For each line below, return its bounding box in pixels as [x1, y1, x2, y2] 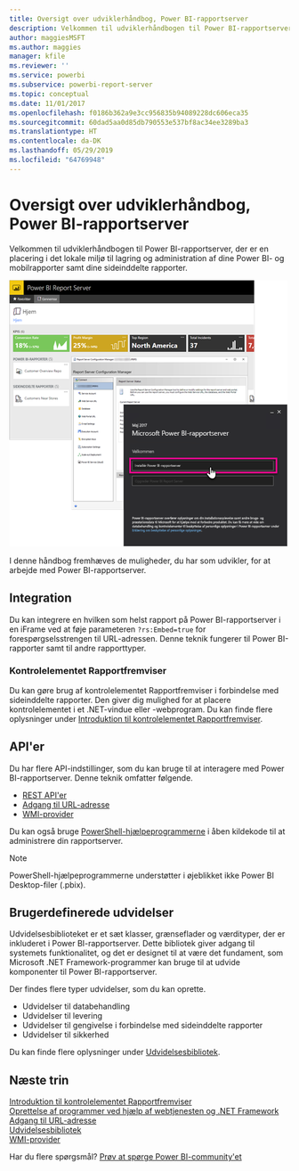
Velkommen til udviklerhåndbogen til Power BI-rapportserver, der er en [9, 243, 270, 254]
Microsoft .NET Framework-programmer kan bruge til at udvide [9, 957, 240, 968]
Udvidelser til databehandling [21, 1001, 131, 1011]
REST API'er [21, 790, 67, 800]
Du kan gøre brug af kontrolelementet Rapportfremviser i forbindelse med [9, 684, 279, 695]
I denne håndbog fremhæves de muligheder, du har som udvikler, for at [9, 555, 271, 566]
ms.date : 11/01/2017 [9, 99, 86, 108]
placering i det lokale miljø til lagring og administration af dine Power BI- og [9, 252, 285, 263]
